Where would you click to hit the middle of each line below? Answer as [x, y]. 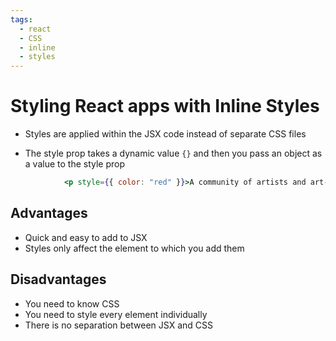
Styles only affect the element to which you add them [134, 248]
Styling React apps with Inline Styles [165, 106]
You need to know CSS [72, 303]
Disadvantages [58, 279]
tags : [21, 19]
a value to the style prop [75, 164]
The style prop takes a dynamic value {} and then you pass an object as [173, 153]
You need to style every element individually [116, 314]
